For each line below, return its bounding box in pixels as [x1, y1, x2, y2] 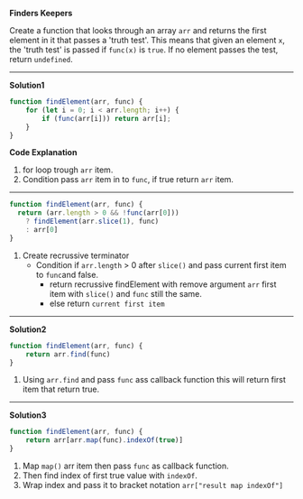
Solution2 [9, 324, 47, 335]
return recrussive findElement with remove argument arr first [49, 279, 277, 290]
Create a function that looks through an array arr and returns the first [9, 25, 268, 35]
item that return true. [22, 383, 100, 395]
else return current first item [49, 298, 165, 309]
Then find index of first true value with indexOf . [22, 470, 198, 481]
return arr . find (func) [25, 349, 111, 359]
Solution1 [9, 80, 45, 90]
